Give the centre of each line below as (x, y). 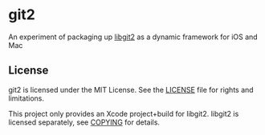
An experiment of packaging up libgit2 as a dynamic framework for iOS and (133, 37)
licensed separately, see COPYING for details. (84, 122)
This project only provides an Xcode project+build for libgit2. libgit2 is (124, 113)
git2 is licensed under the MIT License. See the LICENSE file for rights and (131, 89)
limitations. (26, 98)
